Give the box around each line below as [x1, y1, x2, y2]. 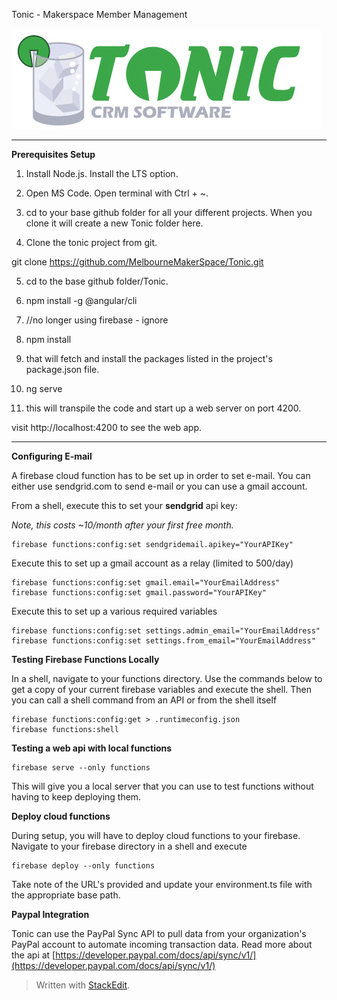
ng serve [25, 383, 63, 394]
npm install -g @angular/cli [25, 295, 138, 306]
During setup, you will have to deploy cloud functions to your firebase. [11, 830, 301, 841]
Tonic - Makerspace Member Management [11, 9, 188, 20]
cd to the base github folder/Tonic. [25, 275, 169, 287]
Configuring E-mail [11, 450, 93, 462]
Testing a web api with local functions [11, 742, 173, 754]
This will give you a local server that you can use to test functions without [11, 780, 314, 792]
